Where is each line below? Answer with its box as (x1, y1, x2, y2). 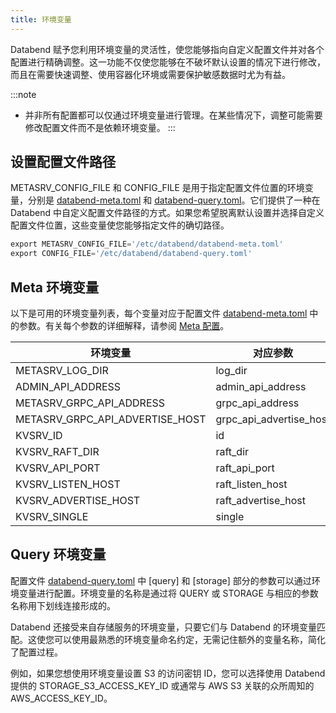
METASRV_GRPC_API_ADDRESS (15, 396, 166, 410)
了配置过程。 (10, 646, 63, 658)
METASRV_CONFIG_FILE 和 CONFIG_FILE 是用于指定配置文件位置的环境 (10, 182, 305, 194)
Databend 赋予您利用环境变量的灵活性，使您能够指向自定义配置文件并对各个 (10, 43, 325, 55)
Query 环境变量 (10, 546, 107, 563)
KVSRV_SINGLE (15, 510, 89, 523)
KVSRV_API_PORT (15, 461, 101, 475)
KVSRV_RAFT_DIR (15, 445, 100, 458)
